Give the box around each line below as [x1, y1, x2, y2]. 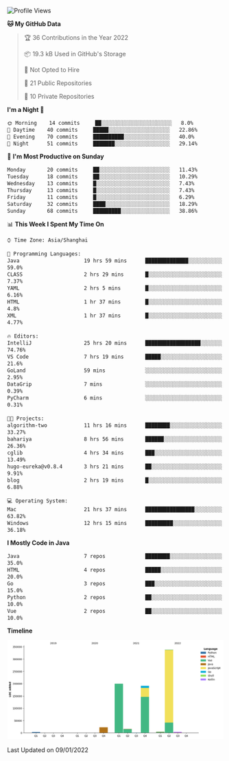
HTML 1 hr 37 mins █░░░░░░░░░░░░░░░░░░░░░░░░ [7, 298, 223, 305]
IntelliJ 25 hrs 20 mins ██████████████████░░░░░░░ [7, 340, 223, 347]
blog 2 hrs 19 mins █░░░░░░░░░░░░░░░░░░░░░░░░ [7, 477, 223, 484]
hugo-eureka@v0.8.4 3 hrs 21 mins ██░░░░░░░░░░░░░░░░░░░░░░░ [7, 463, 223, 470]
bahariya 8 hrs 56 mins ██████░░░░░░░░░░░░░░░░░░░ [7, 436, 223, 443]
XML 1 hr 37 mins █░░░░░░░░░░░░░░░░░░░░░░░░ [7, 312, 223, 319]
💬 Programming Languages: [7, 250, 81, 257]
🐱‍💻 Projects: [7, 415, 45, 422]
